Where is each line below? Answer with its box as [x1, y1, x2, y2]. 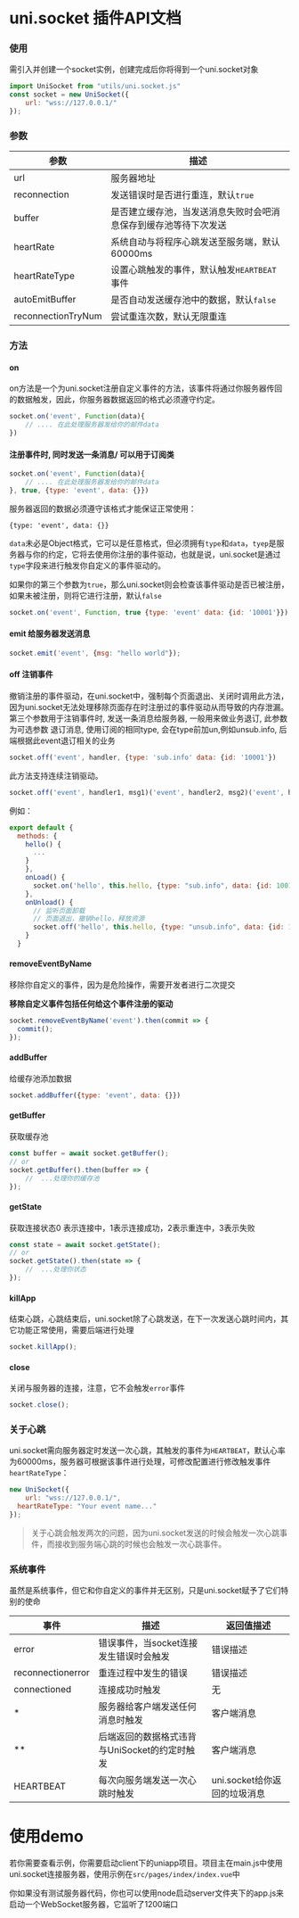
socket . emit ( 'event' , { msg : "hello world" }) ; [9, 649, 181, 657]
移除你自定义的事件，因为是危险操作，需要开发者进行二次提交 [9, 980, 236, 990]
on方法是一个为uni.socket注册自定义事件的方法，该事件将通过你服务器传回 [9, 383, 283, 393]
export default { [9, 823, 74, 832]
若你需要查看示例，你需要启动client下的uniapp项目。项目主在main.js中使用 [9, 1857, 283, 1869]
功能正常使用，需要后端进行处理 [16, 1325, 134, 1335]
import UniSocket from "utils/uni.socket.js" [9, 82, 181, 91]
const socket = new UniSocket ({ [9, 90, 129, 99]
